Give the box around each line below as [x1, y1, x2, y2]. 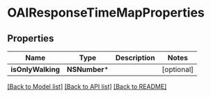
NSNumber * [66, 64, 109, 74]
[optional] [162, 64, 194, 74]
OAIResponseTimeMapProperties [7, 5, 205, 21]
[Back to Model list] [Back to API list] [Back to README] [7, 82, 167, 91]
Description [115, 53, 155, 62]
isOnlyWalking [10, 64, 61, 74]
